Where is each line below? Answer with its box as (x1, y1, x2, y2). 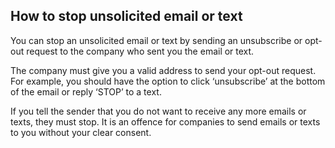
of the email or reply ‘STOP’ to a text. (10, 85, 162, 98)
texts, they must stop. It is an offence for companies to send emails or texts (10, 115, 321, 128)
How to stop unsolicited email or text (10, 8, 243, 25)
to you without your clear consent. (10, 126, 152, 138)
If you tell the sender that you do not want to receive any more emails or (10, 105, 307, 117)
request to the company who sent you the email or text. (26, 45, 255, 57)
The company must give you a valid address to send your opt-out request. (10, 64, 317, 76)
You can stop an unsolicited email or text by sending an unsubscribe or (10, 34, 303, 46)
